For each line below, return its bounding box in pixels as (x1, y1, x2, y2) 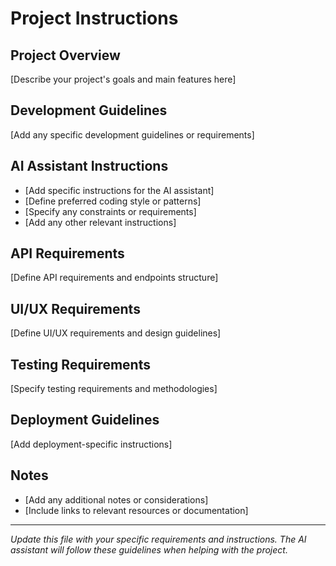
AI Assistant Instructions (10, 158, 169, 175)
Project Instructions (10, 7, 179, 30)
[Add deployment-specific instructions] (10, 438, 173, 450)
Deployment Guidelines (10, 412, 160, 429)
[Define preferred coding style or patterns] (24, 195, 202, 207)
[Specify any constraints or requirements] (24, 205, 197, 217)
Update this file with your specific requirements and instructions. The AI (10, 533, 307, 545)
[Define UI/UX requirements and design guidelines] (10, 327, 222, 339)
